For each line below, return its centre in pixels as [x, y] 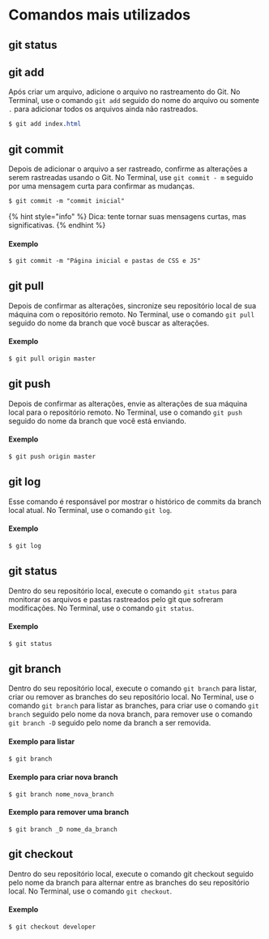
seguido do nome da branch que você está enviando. [97, 420]
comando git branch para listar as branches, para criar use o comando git [134, 706]
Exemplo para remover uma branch [69, 812]
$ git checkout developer [52, 927]
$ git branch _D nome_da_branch [63, 829]
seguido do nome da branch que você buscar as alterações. [109, 323]
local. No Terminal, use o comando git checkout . [90, 891]
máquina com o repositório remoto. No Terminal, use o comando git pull [132, 314]
